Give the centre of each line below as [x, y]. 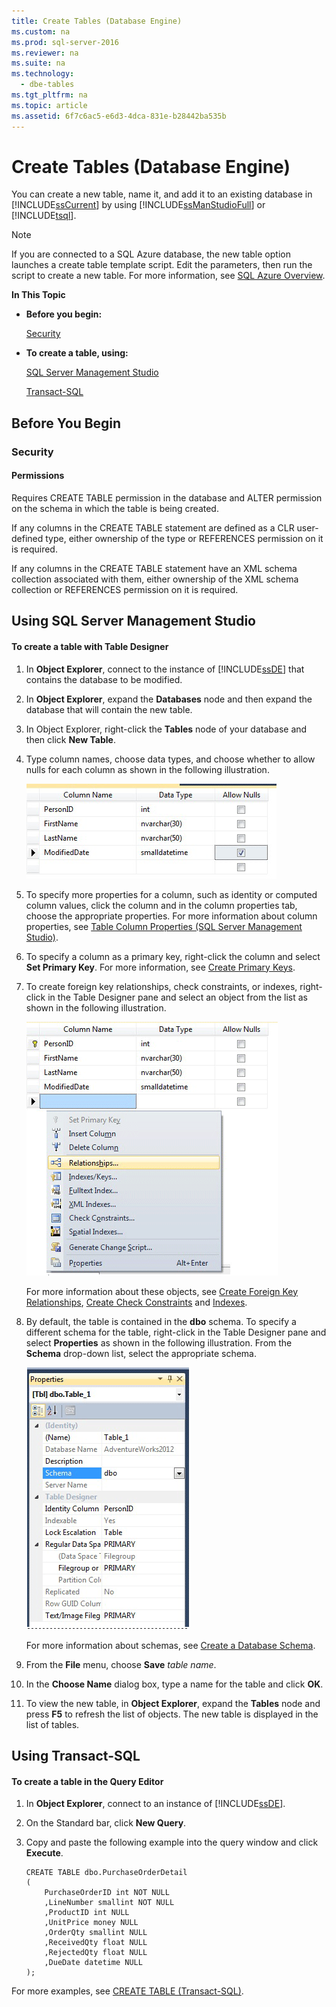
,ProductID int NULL [87, 1913]
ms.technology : [43, 74]
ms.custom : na [41, 31]
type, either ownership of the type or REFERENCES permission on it [184, 538]
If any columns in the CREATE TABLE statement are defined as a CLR [153, 527]
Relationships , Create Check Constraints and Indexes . [136, 1302]
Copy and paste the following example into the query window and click [172, 1842]
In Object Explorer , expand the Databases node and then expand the [169, 699]
